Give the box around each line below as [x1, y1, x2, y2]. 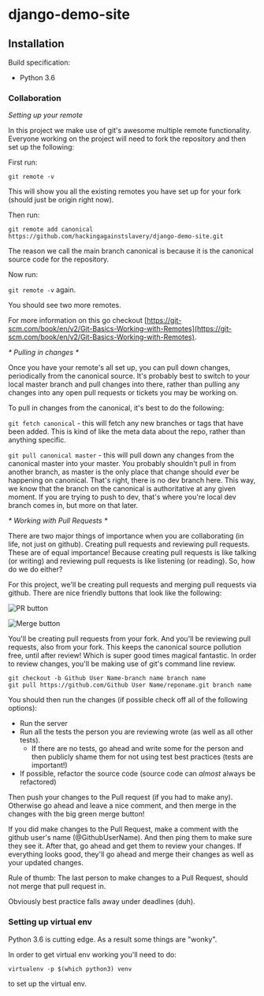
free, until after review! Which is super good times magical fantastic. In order [8, 651, 257, 661]
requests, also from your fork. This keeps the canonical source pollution [8, 642, 242, 652]
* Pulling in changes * [8, 348, 79, 357]
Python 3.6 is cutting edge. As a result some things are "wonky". [8, 935, 218, 944]
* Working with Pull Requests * [8, 516, 108, 525]
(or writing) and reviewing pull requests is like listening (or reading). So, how [8, 557, 256, 566]
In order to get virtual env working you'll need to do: [8, 950, 177, 959]
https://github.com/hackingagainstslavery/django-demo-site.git [8, 232, 224, 241]
